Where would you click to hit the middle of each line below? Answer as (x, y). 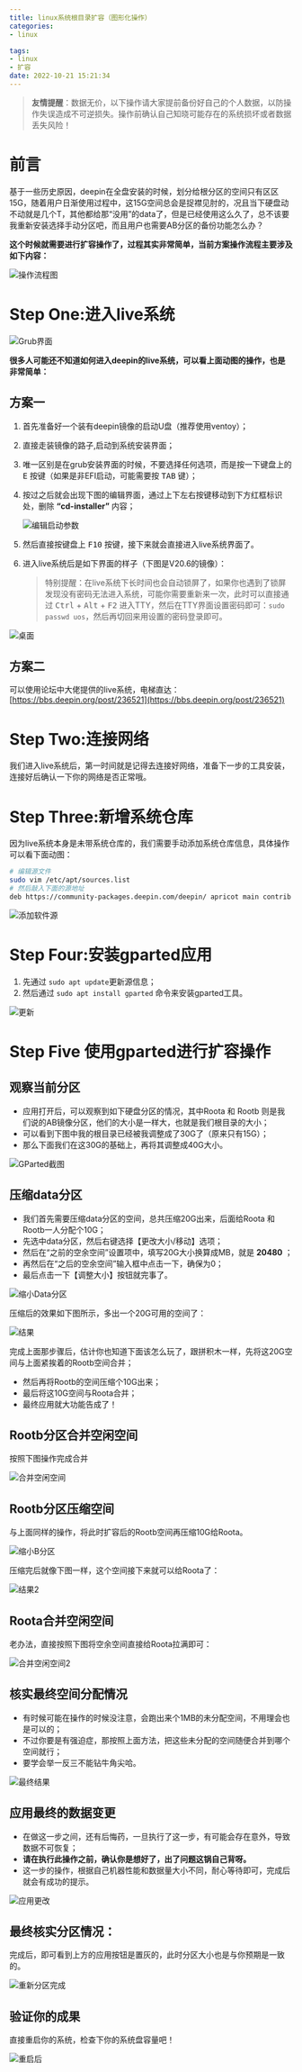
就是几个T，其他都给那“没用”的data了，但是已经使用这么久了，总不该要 (157, 213)
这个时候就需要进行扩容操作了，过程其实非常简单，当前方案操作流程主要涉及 (151, 244)
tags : (19, 50)
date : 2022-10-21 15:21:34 (60, 76)
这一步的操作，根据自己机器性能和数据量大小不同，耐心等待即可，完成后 (156, 1870)
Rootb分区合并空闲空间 (74, 1435)
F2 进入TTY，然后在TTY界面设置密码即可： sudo (196, 605)
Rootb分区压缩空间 (62, 1509)
